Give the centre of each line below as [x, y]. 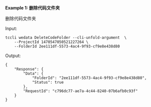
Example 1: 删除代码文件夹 [33, 8]
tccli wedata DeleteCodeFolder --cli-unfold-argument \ [66, 37]
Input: [11, 28]
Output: [13, 55]
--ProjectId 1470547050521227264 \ [51, 42]
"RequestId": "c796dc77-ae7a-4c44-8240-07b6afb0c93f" [81, 91]
